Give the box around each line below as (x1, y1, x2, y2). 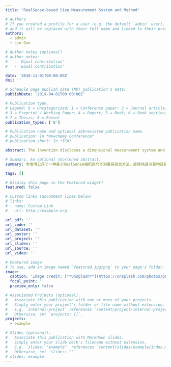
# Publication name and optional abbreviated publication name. (5, 129, 145, 134)
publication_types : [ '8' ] (5, 120, 60, 125)
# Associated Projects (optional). (5, 293, 81, 298)
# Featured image (5, 259, 42, 265)
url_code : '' (5, 222, 33, 227)
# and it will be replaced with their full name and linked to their (5, 26, 156, 31)
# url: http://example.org (5, 208, 67, 213)
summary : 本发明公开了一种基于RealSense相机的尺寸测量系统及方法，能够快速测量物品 (5, 162, 164, 167)
